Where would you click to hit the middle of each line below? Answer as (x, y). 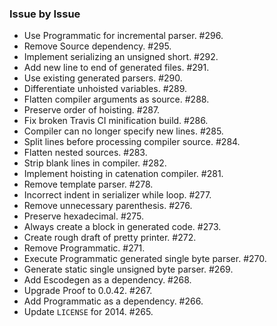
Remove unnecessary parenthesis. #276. (108, 206)
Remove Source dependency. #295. (97, 46)
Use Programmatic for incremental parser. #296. (123, 36)
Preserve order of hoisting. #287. (92, 110)
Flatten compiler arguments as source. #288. (116, 99)
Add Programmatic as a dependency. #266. (113, 301)
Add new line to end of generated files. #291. (116, 68)
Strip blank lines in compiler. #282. (95, 163)
